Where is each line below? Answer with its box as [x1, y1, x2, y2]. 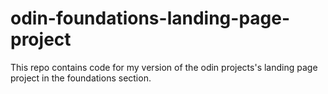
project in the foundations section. [10, 72, 152, 84]
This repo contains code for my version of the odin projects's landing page [10, 61, 318, 73]
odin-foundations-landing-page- [10, 7, 291, 30]
